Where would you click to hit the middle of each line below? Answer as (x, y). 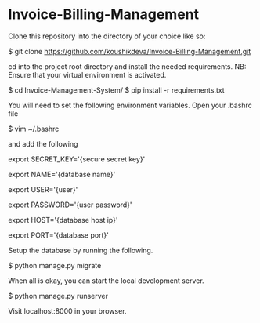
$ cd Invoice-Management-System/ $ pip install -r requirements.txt (116, 90)
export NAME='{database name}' (62, 174)
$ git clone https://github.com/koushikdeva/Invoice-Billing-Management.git (130, 51)
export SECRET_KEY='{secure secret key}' (77, 159)
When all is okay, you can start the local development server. (107, 281)
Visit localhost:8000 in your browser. (67, 310)
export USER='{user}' (43, 189)
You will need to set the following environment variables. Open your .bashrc (130, 105)
